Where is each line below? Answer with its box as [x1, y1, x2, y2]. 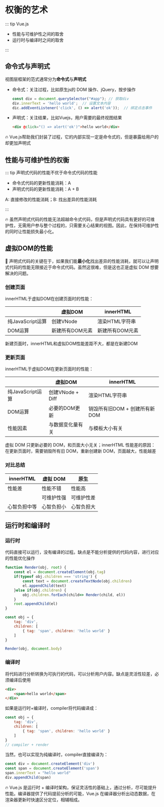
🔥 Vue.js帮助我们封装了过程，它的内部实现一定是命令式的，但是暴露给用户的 [5, 134, 159, 140]
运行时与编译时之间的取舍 [12, 37, 64, 43]
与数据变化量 [48, 421, 78, 428]
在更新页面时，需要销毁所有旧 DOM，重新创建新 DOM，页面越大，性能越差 [5, 448, 156, 454]
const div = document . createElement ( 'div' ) [5, 762, 95, 766]
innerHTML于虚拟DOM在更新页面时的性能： [5, 366, 94, 372]
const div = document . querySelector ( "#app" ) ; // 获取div [12, 96, 129, 101]
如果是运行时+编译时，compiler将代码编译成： [5, 705, 99, 711]
